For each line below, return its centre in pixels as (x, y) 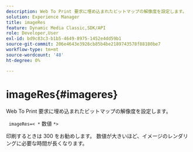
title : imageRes (26, 22)
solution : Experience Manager (43, 17)
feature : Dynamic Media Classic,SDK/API (56, 28)
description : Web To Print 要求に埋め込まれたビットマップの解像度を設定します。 (96, 11)
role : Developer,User (32, 33)
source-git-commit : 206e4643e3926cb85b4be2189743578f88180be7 (83, 44)
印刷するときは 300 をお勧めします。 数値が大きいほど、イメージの (87, 136)
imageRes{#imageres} (62, 94)
